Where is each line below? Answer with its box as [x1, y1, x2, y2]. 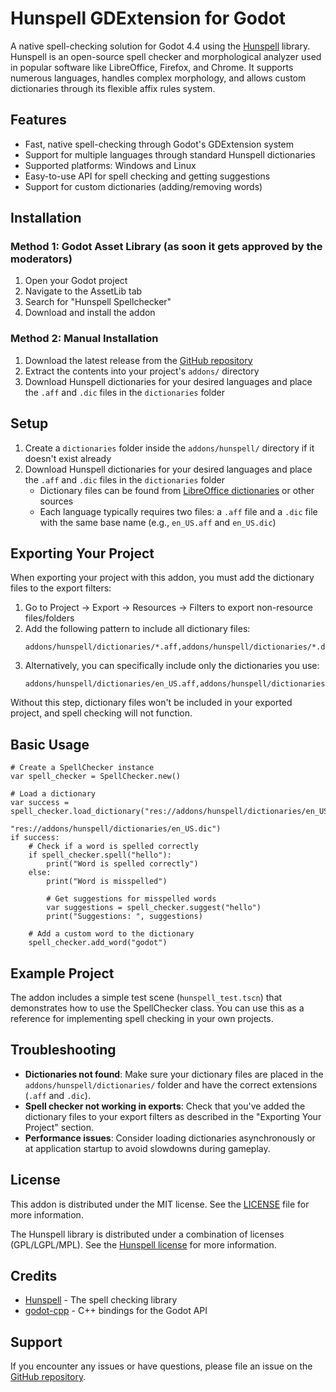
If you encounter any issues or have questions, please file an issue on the [10, 1360, 313, 1372]
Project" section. [24, 1121, 94, 1133]
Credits [10, 1268, 58, 1284]
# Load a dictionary [10, 789, 97, 799]
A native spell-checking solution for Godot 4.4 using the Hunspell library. [10, 40, 311, 52]
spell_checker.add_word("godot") [28, 938, 168, 948]
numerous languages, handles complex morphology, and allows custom [10, 72, 307, 84]
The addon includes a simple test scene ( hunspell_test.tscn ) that [10, 991, 283, 1003]
